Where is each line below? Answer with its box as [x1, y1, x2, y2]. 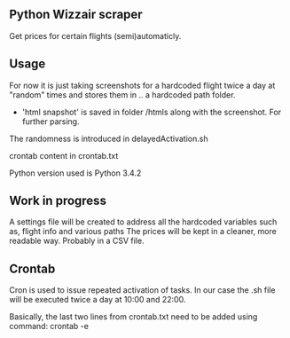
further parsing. [21, 115, 80, 127]
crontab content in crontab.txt [9, 150, 119, 161]
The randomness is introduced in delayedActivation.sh [9, 133, 208, 144]
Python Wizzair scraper [9, 7, 144, 22]
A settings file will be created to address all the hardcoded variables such [9, 216, 278, 227]
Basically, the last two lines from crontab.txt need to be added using [9, 311, 258, 322]
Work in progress [9, 193, 106, 208]
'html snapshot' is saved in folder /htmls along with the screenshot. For [21, 106, 282, 117]
